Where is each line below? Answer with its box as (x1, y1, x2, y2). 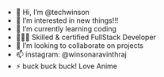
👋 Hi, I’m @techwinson (15, 8, 90, 16)
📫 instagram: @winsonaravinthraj (15, 49, 127, 59)
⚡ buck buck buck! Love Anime (15, 61, 117, 71)
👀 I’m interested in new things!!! (15, 16, 119, 25)
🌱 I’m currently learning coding (15, 24, 117, 33)
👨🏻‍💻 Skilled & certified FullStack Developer (15, 32, 157, 42)
